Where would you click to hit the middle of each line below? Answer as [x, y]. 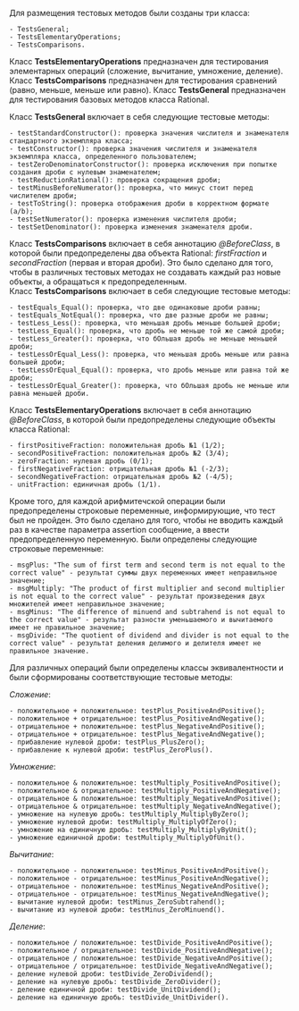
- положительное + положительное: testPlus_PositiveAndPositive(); [137, 711]
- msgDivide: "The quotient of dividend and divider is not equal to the [149, 636]
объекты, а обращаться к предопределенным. [98, 282]
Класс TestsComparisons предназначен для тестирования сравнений [143, 80]
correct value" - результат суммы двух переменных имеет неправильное [143, 573]
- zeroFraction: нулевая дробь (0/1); [81, 461]
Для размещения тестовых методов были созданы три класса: [129, 13]
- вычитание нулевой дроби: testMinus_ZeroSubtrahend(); [117, 902]
